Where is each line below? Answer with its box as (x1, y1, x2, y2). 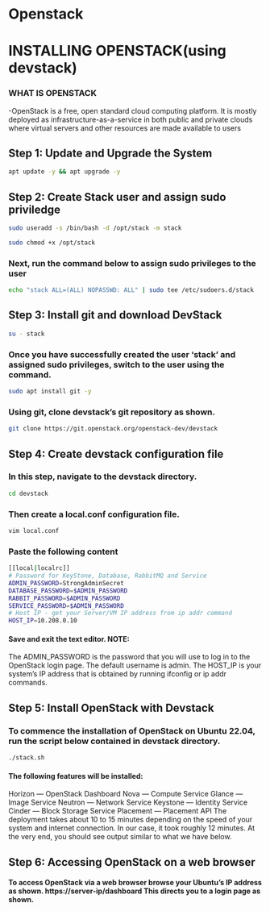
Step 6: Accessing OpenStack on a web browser (8, 855, 255, 869)
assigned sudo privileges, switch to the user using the (8, 359, 225, 370)
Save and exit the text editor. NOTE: (8, 634, 131, 643)
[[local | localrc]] (8, 564, 70, 572)
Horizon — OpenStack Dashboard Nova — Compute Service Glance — (8, 789, 243, 799)
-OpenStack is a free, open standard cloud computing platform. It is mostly (8, 106, 257, 115)
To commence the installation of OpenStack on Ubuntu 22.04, (8, 725, 255, 736)
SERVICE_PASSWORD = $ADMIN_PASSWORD (8, 601, 125, 609)
